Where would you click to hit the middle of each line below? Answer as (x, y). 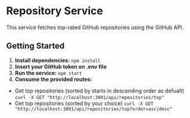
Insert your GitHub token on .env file (61, 66)
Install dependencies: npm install (58, 60)
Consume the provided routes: (53, 79)
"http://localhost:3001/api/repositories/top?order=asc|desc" (94, 109)
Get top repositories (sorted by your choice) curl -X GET (84, 103)
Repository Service (54, 11)
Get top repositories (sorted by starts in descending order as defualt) (99, 91)
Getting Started (35, 46)
